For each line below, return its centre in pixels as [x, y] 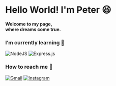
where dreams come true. [33, 29]
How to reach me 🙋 [29, 67]
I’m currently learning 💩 [35, 42]
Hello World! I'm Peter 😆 [58, 10]
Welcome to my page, [29, 24]
